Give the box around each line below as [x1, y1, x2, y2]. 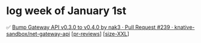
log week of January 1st [6, 4, 127, 18]
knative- [174, 24, 195, 31]
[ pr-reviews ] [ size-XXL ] [71, 30, 130, 37]
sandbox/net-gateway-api [6, 30, 71, 37]
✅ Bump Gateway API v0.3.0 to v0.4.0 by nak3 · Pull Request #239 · [6, 24, 173, 31]
